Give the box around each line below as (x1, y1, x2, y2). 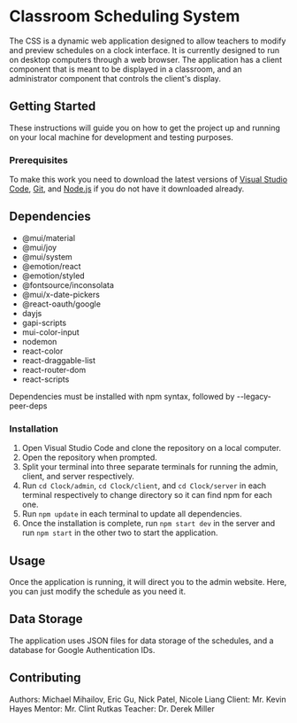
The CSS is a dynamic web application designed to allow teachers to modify (9, 35, 286, 46)
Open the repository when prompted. (21, 452, 157, 463)
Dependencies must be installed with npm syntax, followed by (9, 391, 235, 401)
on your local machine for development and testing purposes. (9, 131, 234, 143)
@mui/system (21, 251, 72, 262)
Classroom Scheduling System (9, 6, 240, 27)
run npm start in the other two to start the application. (21, 527, 218, 538)
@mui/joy (21, 242, 57, 253)
